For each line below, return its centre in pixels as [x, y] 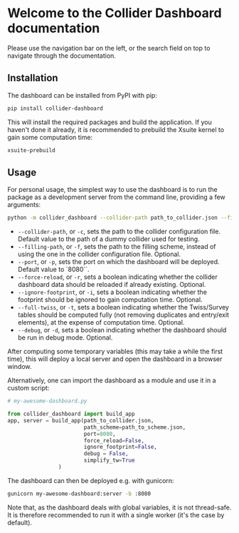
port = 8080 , [100, 434]
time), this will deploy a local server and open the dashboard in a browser [115, 359]
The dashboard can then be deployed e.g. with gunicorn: [91, 480]
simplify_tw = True [109, 461]
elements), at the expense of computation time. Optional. [101, 323]
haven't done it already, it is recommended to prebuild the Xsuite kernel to [116, 129]
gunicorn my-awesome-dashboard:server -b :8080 [79, 494]
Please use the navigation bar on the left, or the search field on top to [109, 48]
